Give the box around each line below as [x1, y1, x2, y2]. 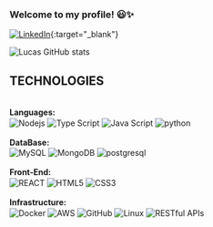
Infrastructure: [9, 197, 66, 208]
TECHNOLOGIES [9, 73, 105, 88]
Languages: [9, 107, 56, 118]
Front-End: [9, 167, 52, 178]
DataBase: [9, 137, 50, 148]
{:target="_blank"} [49, 29, 119, 40]
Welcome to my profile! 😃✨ [9, 8, 135, 21]
